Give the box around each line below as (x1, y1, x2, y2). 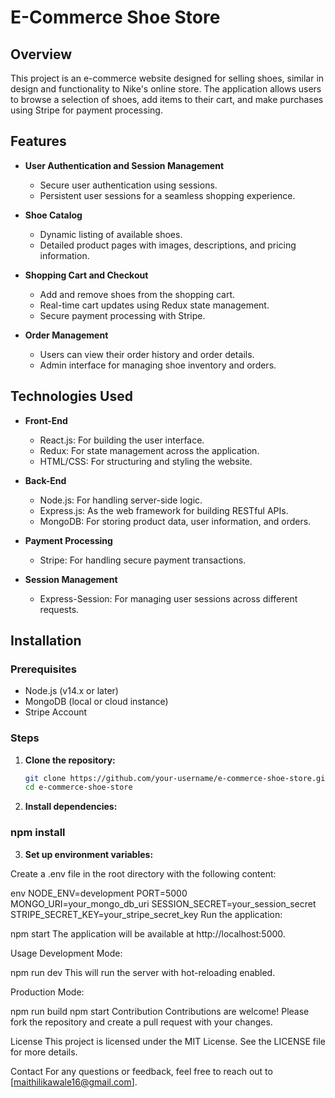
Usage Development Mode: (10, 947, 123, 959)
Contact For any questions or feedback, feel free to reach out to (10, 1065, 273, 1077)
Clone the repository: (24, 754, 116, 766)
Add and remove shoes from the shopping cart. (39, 288, 236, 300)
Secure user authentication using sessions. (39, 179, 218, 191)
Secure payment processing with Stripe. (39, 309, 206, 321)
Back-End (24, 474, 67, 486)
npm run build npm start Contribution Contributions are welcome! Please (10, 1005, 310, 1017)
